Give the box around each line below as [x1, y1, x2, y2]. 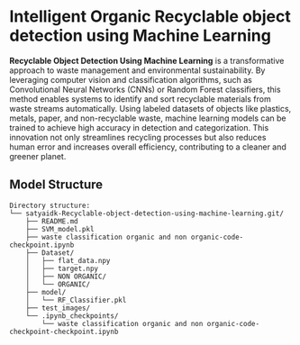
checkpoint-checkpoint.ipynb [9, 327, 119, 336]
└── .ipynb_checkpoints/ [25, 311, 119, 321]
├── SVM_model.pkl [25, 224, 95, 233]
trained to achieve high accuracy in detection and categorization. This [9, 122, 269, 132]
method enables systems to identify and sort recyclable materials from [9, 93, 272, 104]
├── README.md [25, 216, 78, 226]
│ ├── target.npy [25, 264, 99, 273]
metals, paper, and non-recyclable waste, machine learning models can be [9, 113, 286, 123]
